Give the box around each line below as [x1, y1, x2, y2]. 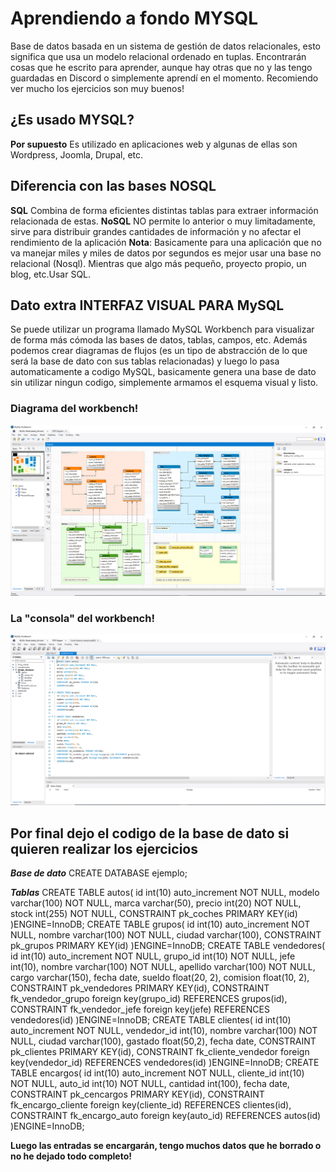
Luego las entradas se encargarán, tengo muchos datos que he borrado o [10, 1140, 322, 1152]
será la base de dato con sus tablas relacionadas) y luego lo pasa [10, 355, 280, 367]
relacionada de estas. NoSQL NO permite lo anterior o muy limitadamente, [10, 215, 316, 227]
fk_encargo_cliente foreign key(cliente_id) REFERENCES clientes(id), [10, 1099, 292, 1111]
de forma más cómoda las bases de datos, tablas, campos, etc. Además [10, 334, 308, 346]
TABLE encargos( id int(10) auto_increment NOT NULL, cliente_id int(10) [10, 1067, 305, 1079]
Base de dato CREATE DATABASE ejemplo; [10, 867, 188, 879]
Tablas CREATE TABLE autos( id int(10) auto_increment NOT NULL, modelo [10, 887, 320, 899]
